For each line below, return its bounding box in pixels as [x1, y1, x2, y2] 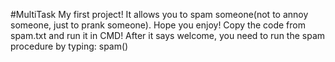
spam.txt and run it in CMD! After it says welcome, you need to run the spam [10, 30, 326, 41]
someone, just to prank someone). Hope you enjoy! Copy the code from [10, 19, 306, 31]
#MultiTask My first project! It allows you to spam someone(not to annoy [10, 9, 309, 20]
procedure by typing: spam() [10, 40, 129, 52]
